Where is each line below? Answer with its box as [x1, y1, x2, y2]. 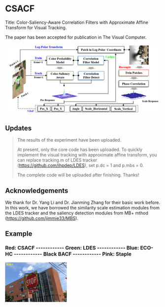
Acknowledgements [5, 186, 68, 195]
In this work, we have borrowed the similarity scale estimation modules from [5, 205, 160, 210]
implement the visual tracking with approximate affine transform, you [17, 152, 157, 158]
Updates [5, 124, 32, 132]
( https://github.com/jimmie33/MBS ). [5, 215, 79, 221]
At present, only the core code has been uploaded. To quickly [17, 147, 143, 153]
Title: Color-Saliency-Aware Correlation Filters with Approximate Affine [5, 19, 149, 25]
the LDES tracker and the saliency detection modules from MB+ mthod [5, 210, 149, 216]
